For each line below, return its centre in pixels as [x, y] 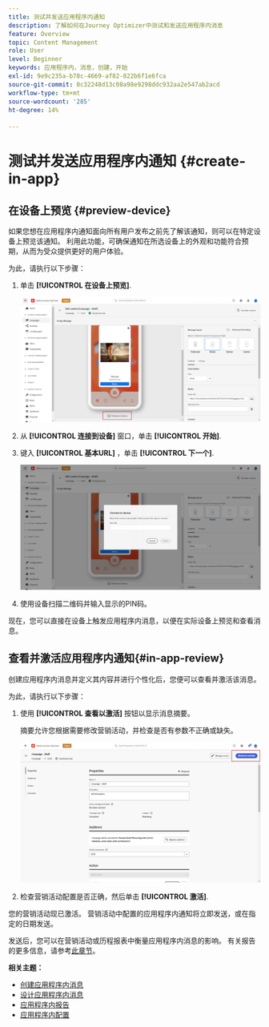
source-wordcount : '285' [50, 101]
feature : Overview [39, 34]
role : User [26, 51]
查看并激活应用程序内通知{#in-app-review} [116, 658]
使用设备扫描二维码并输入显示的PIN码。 [86, 604]
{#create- [213, 161]
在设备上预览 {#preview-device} [90, 210]
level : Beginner [35, 59]
